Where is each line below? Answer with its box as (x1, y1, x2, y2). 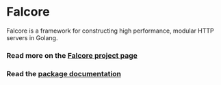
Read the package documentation (6, 69, 121, 78)
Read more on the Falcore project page (6, 50, 138, 60)
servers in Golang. (6, 33, 58, 41)
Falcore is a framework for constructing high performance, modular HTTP (6, 27, 215, 35)
